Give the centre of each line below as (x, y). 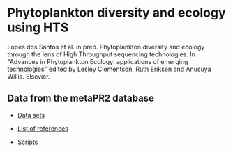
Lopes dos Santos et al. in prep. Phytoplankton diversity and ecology (106, 47)
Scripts (28, 142)
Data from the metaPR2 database (81, 98)
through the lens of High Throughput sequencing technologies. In (101, 54)
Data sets (31, 115)
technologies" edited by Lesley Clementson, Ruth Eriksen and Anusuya (109, 69)
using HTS (38, 27)
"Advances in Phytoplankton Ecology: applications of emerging (98, 61)
